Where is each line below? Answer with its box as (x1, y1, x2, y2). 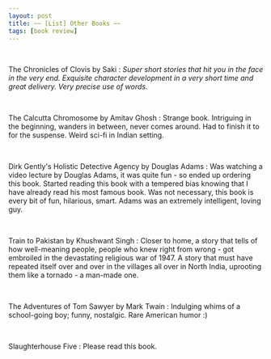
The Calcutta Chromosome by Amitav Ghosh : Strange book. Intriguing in (8, 113, 252, 123)
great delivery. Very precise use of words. (8, 82, 148, 91)
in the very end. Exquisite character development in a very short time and (8, 74, 254, 83)
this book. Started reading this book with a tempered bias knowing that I (8, 179, 248, 188)
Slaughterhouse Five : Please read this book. (8, 341, 158, 352)
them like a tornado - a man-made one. (8, 270, 139, 280)
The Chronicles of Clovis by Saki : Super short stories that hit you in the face (8, 65, 264, 74)
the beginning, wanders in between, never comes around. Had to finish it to (8, 122, 260, 132)
